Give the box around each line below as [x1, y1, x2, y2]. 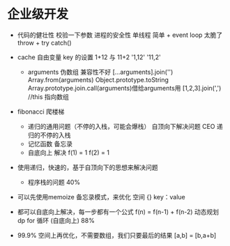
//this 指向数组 [27, 92, 70, 101]
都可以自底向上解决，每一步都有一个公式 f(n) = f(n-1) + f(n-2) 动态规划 [17, 207, 220, 216]
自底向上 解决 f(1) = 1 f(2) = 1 [27, 148, 110, 157]
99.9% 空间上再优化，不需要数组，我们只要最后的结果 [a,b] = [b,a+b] [17, 231, 217, 239]
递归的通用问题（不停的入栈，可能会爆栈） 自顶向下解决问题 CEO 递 [27, 122, 223, 130]
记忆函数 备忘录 [27, 139, 73, 148]
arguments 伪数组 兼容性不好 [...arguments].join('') [27, 68, 174, 76]
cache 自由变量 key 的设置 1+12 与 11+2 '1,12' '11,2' [17, 53, 162, 61]
